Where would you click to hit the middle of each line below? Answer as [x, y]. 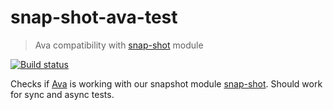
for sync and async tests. [62, 94]
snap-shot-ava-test [94, 17]
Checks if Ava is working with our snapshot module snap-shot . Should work [166, 83]
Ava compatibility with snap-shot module [119, 45]
